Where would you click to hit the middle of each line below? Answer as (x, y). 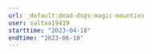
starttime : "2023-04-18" (50, 30)
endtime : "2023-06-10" (46, 38)
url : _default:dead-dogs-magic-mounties (77, 15)
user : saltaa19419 (39, 23)
